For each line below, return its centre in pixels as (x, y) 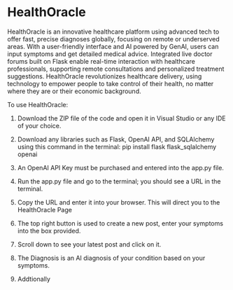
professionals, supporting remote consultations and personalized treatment (116, 69)
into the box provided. (49, 230)
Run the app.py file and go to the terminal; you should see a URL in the (119, 181)
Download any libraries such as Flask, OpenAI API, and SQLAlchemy (116, 139)
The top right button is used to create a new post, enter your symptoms (120, 223)
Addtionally (34, 279)
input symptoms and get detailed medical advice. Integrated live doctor (110, 54)
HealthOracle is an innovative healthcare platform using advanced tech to (113, 32)
